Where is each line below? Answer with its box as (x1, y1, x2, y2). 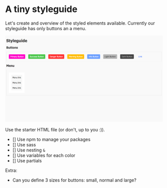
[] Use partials (12, 158, 42, 164)
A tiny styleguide (5, 4, 77, 15)
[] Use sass (12, 142, 36, 148)
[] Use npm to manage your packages (12, 136, 91, 142)
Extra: (5, 167, 17, 173)
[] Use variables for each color (12, 152, 75, 158)
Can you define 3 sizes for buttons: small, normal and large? (12, 177, 136, 183)
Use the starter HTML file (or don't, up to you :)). (5, 127, 105, 133)
